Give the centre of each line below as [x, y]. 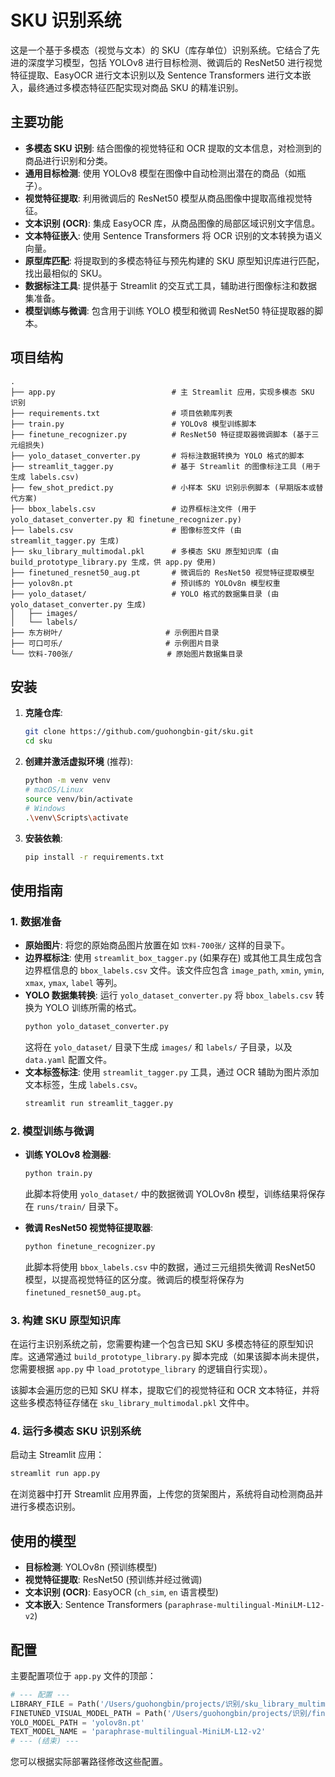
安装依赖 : [43, 838]
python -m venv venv [67, 781]
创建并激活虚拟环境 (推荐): [78, 762]
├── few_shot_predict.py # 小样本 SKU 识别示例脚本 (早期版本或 [163, 487]
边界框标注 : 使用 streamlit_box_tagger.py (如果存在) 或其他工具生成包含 [173, 958]
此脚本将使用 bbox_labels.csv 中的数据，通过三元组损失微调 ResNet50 [170, 1267]
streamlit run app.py [55, 1474]
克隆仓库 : [43, 713]
